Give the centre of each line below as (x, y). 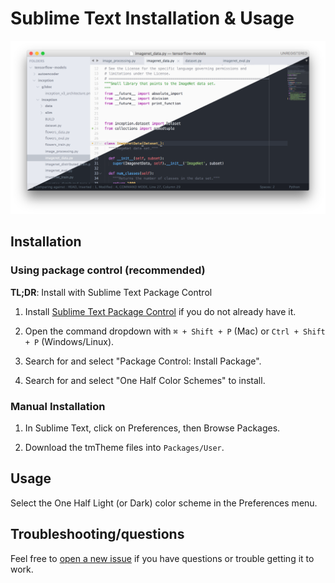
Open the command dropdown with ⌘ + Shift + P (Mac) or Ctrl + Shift (175, 331)
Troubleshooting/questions (97, 534)
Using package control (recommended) (108, 270)
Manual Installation (58, 406)
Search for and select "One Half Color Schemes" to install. (145, 380)
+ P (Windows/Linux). (69, 341)
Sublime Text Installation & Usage (152, 18)
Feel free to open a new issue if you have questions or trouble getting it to (162, 558)
